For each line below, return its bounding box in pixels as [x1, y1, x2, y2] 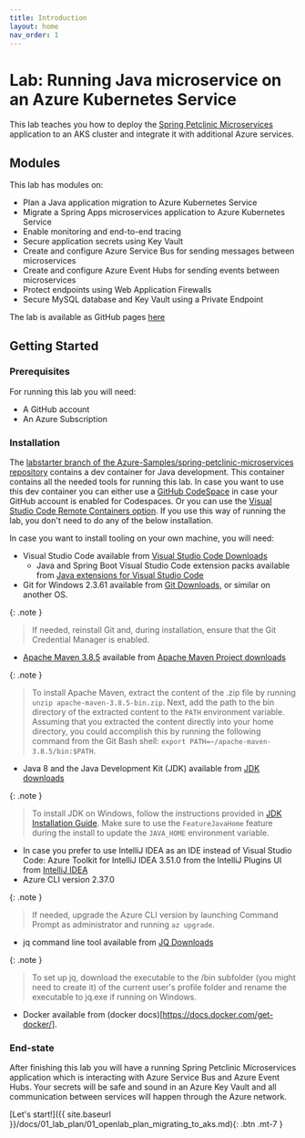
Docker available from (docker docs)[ [22, 1009, 164, 1020]
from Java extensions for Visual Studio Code [36, 570, 204, 581]
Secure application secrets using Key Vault [22, 236, 184, 247]
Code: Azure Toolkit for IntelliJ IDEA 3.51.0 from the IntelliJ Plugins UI [22, 854, 282, 866]
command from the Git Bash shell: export [31, 736, 187, 747]
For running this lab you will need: [9, 386, 137, 397]
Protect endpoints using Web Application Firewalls [22, 284, 212, 295]
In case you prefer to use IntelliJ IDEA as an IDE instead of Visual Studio [22, 845, 292, 856]
